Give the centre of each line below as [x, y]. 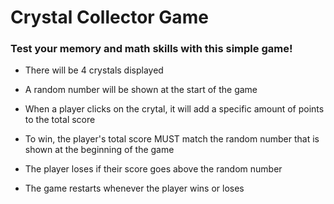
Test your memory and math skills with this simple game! [151, 49]
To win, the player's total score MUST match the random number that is [172, 139]
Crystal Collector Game [109, 17]
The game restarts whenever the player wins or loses [134, 188]
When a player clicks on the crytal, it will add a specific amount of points [174, 109]
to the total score [60, 120]
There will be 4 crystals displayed [94, 70]
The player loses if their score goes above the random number [153, 169]
